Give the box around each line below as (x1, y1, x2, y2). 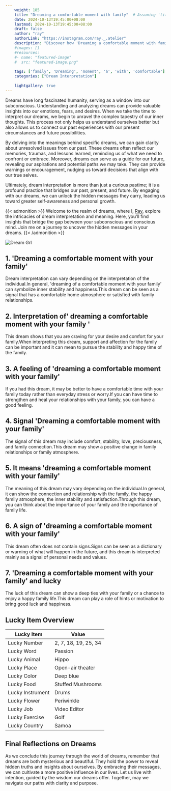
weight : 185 (14, 7, 40, 13)
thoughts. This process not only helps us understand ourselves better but (5, 119, 159, 125)
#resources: (14, 50, 40, 55)
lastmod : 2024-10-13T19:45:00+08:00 (14, 21, 93, 27)
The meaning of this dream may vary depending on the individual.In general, (5, 485, 165, 491)
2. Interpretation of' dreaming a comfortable (5, 312, 149, 321)
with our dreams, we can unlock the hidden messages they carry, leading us (5, 192, 165, 199)
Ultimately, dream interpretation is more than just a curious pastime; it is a (5, 182, 160, 188)
